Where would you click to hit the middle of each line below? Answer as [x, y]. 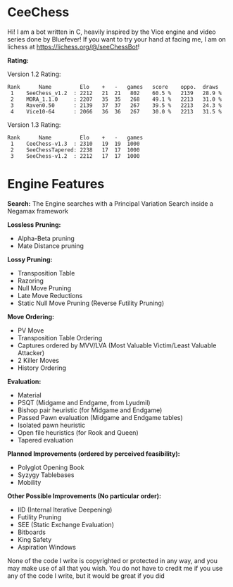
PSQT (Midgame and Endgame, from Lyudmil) [84, 402]
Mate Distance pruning [51, 246]
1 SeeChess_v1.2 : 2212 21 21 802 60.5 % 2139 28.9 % [116, 93]
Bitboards [31, 532]
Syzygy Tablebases [46, 475]
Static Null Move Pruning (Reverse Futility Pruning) [91, 303]
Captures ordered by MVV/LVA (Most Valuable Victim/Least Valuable [117, 345]
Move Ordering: [31, 316]
